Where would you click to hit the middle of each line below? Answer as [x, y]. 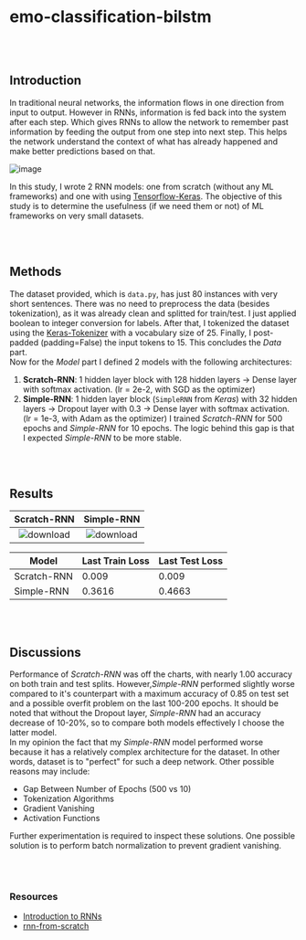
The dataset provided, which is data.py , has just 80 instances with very [144, 293]
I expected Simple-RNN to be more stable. [102, 438]
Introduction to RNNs [62, 916]
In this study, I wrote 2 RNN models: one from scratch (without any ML [142, 186]
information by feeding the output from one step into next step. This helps [148, 132]
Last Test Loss [191, 561]
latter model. [33, 733]
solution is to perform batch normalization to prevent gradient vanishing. [145, 846]
